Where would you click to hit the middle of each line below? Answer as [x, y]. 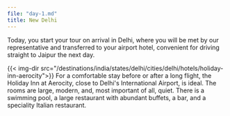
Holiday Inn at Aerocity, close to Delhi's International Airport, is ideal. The [112, 83]
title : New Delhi [32, 20]
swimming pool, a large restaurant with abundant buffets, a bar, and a [107, 97]
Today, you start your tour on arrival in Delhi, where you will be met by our [113, 40]
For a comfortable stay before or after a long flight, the [133, 75]
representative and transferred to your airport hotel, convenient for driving [114, 47]
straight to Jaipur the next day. [51, 55]
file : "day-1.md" [32, 14]
